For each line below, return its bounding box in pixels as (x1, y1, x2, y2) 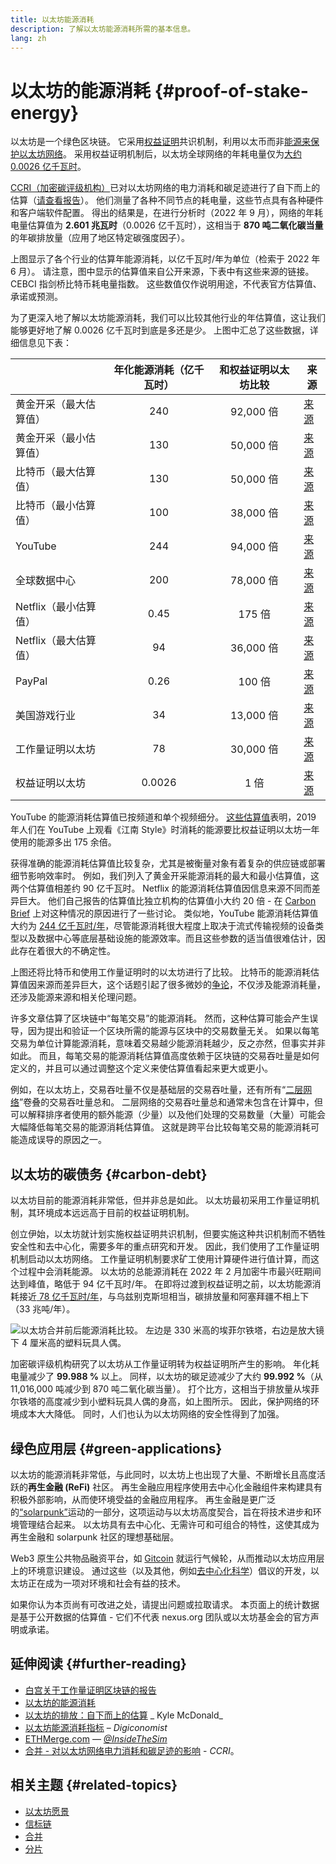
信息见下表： (18, 337, 72, 349)
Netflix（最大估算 (15, 634, 97, 648)
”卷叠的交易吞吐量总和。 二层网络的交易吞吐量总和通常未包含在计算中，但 (19, 1096, 324, 1108)
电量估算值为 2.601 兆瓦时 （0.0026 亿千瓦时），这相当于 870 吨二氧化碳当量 (10, 219, 324, 231)
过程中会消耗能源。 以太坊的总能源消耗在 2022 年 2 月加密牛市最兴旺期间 (18, 1266, 322, 1278)
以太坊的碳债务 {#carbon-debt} (10, 1166, 208, 1183)
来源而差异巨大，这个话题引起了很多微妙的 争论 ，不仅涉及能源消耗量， (36, 979, 326, 991)
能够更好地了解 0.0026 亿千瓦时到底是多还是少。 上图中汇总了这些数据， (10, 324, 310, 336)
